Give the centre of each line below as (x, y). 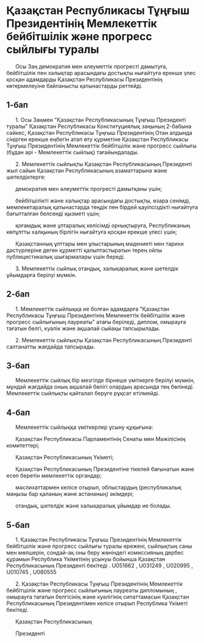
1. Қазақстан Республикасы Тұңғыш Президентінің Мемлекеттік (98, 540)
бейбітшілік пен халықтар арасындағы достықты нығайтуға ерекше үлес (101, 73)
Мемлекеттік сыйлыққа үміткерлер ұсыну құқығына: (84, 427)
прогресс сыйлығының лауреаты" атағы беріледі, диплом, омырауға (96, 321)
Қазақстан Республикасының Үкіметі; (64, 458)
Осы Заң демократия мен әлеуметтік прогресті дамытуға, (91, 66)
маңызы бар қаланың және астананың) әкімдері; (70, 494)
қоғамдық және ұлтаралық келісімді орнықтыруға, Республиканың (103, 225)
